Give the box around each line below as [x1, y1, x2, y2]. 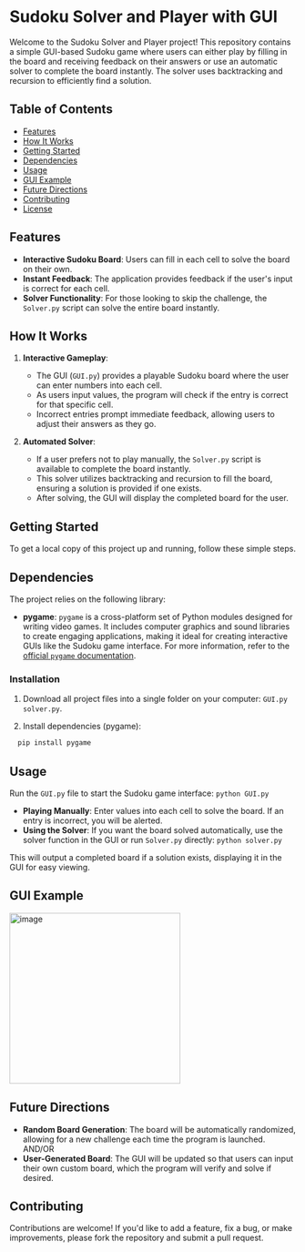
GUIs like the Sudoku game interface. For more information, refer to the [22, 640, 290, 651]
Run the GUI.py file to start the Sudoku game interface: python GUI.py [9, 788, 269, 799]
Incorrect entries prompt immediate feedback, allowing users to [36, 409, 275, 420]
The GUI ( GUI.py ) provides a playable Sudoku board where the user [36, 371, 290, 382]
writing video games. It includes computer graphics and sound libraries [22, 621, 290, 632]
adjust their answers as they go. [36, 419, 157, 430]
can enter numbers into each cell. [36, 380, 162, 391]
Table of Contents [9, 102, 114, 117]
